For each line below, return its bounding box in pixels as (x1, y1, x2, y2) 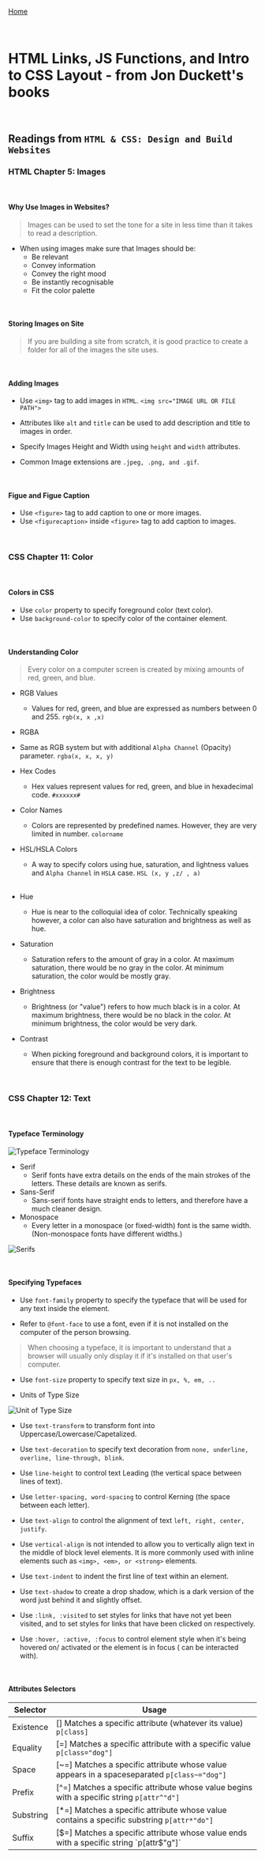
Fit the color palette (31, 285, 95, 295)
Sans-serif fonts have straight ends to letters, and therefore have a (31, 1195, 248, 1204)
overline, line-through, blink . (19, 1453, 125, 1462)
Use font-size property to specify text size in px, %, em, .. (19, 1374, 216, 1384)
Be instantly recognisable (31, 277, 114, 287)
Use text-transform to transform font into (19, 1420, 155, 1430)
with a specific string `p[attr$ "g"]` (56, 1837, 181, 1849)
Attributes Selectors (8, 1684, 77, 1694)
